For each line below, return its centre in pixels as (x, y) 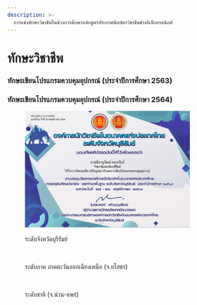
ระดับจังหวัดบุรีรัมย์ (46, 239)
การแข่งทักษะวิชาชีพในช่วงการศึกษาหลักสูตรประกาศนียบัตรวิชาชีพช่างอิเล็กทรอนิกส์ (93, 22)
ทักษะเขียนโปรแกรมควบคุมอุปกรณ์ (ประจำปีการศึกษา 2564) (90, 99)
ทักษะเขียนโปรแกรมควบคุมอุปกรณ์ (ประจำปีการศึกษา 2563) (90, 80)
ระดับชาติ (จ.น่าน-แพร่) (52, 294)
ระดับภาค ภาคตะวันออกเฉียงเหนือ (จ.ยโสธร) (76, 266)
